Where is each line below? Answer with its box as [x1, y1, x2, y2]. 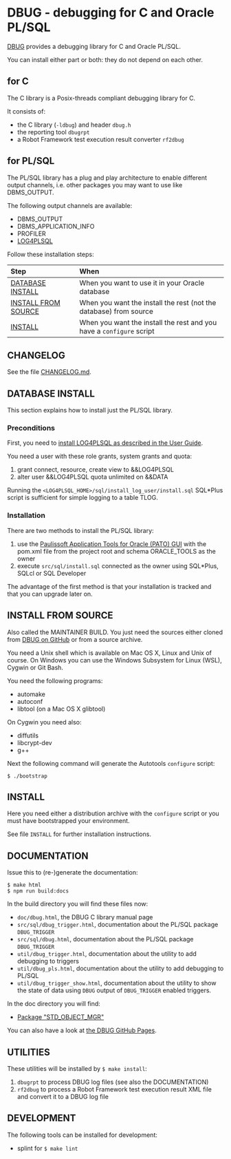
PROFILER [16, 229, 46, 238]
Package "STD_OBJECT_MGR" [16, 1013, 104, 1021]
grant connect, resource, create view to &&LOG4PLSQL [16, 466, 174, 474]
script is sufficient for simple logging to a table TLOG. [7, 494, 158, 502]
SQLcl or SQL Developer [16, 569, 87, 577]
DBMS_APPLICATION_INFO [16, 222, 95, 230]
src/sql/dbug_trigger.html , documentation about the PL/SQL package [16, 921, 219, 929]
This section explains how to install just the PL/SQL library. [7, 406, 173, 415]
